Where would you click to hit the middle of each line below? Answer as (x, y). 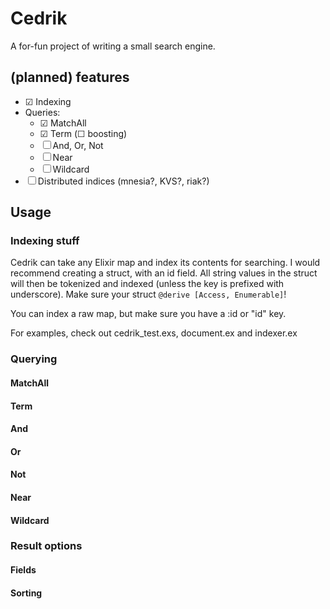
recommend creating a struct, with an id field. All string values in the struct (164, 273)
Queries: (42, 112)
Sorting (26, 593)
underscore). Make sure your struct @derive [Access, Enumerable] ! (148, 294)
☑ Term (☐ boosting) (83, 133)
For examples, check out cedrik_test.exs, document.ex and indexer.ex (154, 333)
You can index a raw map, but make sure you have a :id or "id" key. (148, 314)
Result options (46, 546)
